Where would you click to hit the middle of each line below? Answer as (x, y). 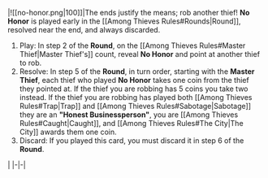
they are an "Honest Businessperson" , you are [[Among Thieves (129, 115)
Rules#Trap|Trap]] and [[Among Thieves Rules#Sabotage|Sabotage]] (135, 106)
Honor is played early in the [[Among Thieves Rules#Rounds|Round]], (124, 21)
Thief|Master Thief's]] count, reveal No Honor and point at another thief (140, 54)
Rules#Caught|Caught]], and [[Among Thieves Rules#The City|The (132, 123)
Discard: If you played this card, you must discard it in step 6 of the (132, 141)
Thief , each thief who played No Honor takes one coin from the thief (134, 80)
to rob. (30, 63)
